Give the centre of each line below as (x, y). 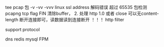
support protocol (23, 29)
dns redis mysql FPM (27, 39)
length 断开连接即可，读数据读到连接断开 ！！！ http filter (65, 20)
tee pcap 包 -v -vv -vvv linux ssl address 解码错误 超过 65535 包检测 (76, 7)
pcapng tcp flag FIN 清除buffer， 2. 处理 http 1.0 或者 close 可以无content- (82, 13)
